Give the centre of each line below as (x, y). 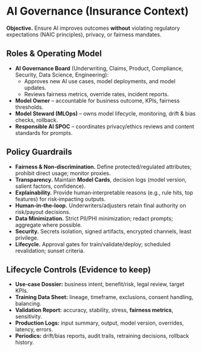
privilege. (27, 238)
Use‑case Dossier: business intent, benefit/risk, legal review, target (100, 285)
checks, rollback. (36, 120)
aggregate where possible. (49, 225)
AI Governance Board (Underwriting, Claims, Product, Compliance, (99, 68)
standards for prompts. (44, 133)
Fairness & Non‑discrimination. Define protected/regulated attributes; (103, 167)
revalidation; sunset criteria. (50, 250)
